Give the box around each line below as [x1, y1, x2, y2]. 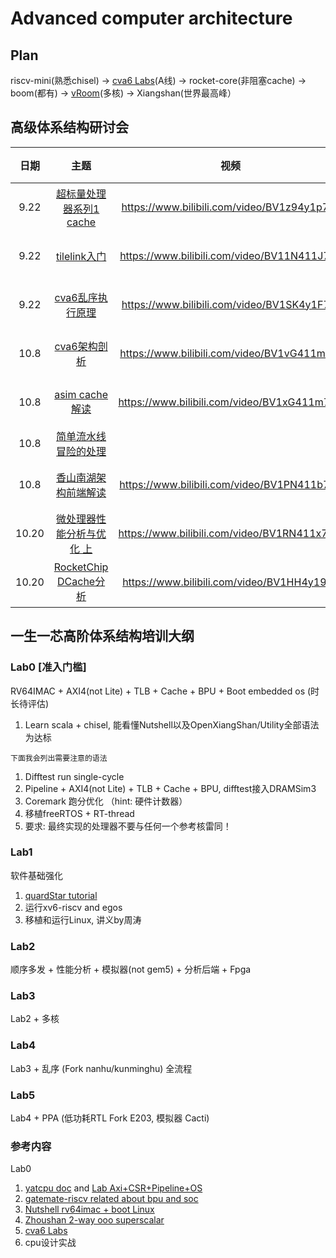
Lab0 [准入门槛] [10, 660, 87, 674]
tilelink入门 [55, 249, 107, 263]
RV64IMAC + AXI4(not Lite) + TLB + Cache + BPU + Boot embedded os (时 [10, 685, 320, 697]
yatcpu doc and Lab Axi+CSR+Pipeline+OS [24, 1182, 203, 1194]
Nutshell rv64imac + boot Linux [24, 1203, 155, 1216]
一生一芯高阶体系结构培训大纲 [10, 628, 195, 645]
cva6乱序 [54, 290, 98, 304]
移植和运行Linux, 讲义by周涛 [24, 913, 142, 926]
